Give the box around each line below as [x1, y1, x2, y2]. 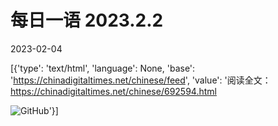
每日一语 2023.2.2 [10, 9, 164, 32]
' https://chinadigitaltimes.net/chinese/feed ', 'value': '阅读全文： [10, 74, 272, 86]
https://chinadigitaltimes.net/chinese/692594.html [10, 85, 217, 97]
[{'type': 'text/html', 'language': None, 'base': [10, 62, 196, 74]
